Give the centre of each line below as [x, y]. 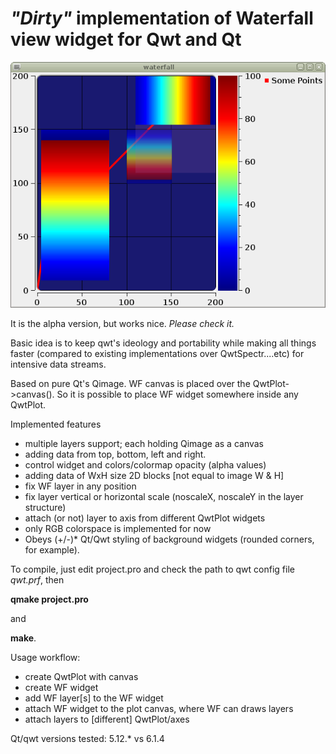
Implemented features [56, 424]
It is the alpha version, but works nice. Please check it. [122, 323]
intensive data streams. [58, 364]
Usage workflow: [45, 657]
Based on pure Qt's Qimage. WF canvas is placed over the [130, 383]
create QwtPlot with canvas [81, 676]
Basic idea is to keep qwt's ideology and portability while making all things [163, 343]
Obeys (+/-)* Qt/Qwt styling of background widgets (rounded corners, [169, 539]
